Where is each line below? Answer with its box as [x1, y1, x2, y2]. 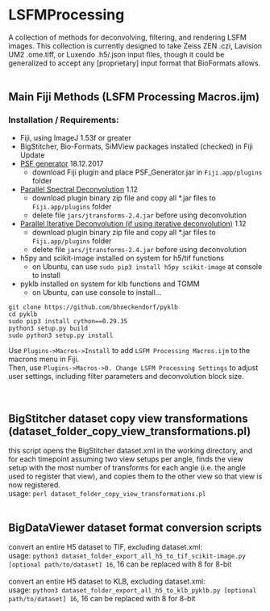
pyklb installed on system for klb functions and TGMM [19, 279, 200, 289]
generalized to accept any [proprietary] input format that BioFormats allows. [8, 58, 261, 68]
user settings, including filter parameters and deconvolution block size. [8, 371, 244, 381]
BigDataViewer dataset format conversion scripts [8, 520, 262, 534]
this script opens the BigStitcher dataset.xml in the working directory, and [8, 446, 252, 456]
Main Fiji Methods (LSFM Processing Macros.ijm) [8, 91, 260, 104]
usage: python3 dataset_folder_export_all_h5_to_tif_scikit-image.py [8, 551, 246, 561]
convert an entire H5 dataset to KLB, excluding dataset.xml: [8, 576, 206, 587]
